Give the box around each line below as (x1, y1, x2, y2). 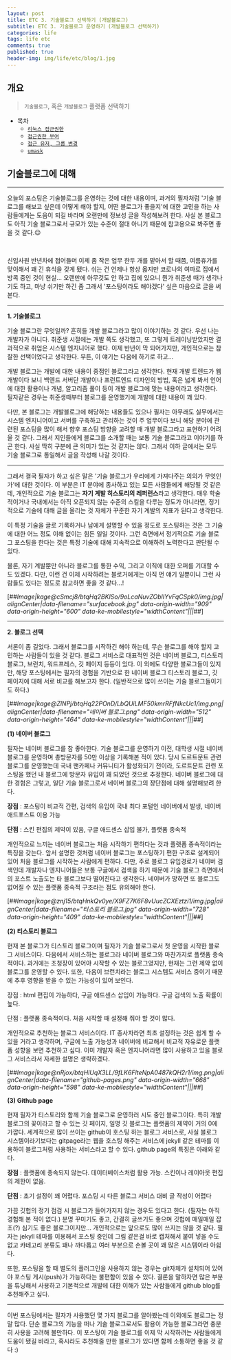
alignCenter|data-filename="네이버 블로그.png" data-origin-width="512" (7, 708, 212, 716)
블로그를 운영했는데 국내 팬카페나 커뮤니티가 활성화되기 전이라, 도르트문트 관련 (7, 761, 217, 770)
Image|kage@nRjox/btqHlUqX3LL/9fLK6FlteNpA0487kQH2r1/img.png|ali (16, 1068, 224, 1077)
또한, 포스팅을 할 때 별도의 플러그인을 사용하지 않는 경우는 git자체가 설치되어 (7, 1264, 211, 1272)
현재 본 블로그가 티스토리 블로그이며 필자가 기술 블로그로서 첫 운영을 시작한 (7, 942, 208, 950)
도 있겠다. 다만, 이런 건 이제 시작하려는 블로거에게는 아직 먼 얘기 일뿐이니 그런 (7, 570, 214, 579)
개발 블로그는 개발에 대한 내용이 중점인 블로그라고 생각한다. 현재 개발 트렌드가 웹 (7, 367, 222, 376)
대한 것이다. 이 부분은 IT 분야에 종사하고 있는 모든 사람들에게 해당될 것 (21, 481, 208, 489)
